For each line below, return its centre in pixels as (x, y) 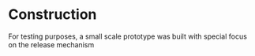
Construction (52, 15)
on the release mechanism (51, 44)
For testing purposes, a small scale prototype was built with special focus (127, 36)
